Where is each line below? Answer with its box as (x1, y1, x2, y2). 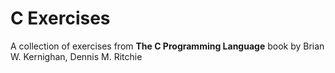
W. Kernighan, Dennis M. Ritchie (10, 50, 143, 62)
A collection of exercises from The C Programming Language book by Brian (10, 40, 325, 52)
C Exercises (10, 7, 111, 30)
